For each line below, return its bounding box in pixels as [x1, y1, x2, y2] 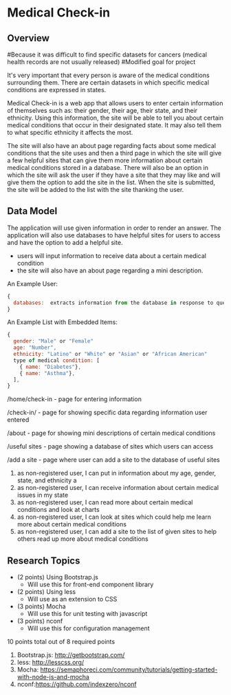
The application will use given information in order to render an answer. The [7, 224, 222, 232]
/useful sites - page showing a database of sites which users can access [7, 442, 214, 451]
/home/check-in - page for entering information [7, 395, 142, 403]
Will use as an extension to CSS [27, 595, 118, 603]
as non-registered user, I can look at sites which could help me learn [16, 513, 212, 521]
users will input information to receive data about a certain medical [16, 251, 206, 259]
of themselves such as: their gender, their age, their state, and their [7, 107, 198, 114]
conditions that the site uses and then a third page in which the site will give [7, 149, 222, 157]
